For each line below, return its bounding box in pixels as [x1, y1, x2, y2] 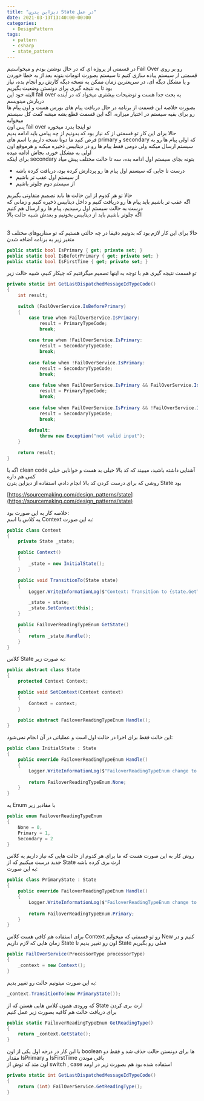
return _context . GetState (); [18, 1031, 91, 1037]
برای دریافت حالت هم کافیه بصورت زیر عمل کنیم [7, 1008, 117, 1016]
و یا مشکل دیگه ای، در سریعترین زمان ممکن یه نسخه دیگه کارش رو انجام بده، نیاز [7, 78, 190, 85]
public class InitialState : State [7, 745, 97, 752]
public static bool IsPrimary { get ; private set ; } [7, 247, 143, 253]
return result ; [18, 449, 56, 455]
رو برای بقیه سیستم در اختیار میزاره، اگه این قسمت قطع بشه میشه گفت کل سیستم [7, 110, 196, 117]
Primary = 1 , [18, 830, 51, 836]
